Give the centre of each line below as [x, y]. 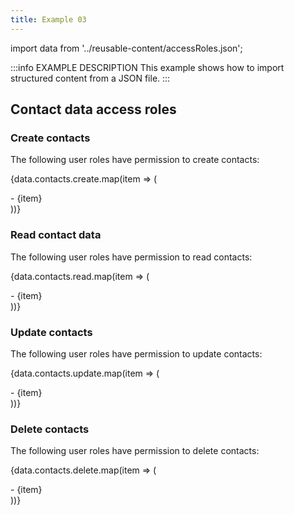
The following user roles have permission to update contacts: [136, 353]
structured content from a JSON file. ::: [90, 78]
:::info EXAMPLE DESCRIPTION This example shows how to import [147, 67]
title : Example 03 [48, 19]
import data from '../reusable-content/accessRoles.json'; [126, 48]
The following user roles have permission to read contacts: [131, 257]
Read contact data [56, 235]
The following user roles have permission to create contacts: [135, 160]
